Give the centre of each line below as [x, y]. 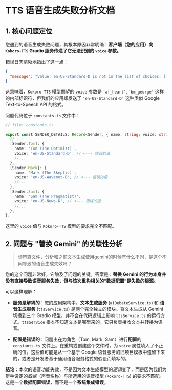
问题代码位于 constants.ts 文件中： [43, 115]
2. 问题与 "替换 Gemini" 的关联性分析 [64, 244]
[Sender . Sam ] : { [27, 192]
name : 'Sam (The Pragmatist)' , [48, 196]
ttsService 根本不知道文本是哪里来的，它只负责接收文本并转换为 [90, 322]
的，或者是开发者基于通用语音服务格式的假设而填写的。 [71, 359]
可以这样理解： [21, 292]
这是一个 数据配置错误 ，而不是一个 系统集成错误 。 [57, 382]
